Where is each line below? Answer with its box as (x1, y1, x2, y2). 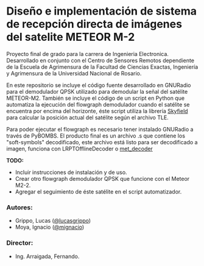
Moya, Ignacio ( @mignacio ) (15, 223, 85, 231)
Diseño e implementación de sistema (6, 4, 197, 18)
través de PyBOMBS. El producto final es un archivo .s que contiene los (6, 132, 186, 139)
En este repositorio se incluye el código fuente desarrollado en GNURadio (6, 81, 191, 89)
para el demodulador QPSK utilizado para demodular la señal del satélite (6, 88, 188, 95)
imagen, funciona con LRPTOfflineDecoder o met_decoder (6, 145, 153, 152)
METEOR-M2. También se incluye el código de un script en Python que (6, 94, 185, 102)
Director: (6, 239, 33, 247)
